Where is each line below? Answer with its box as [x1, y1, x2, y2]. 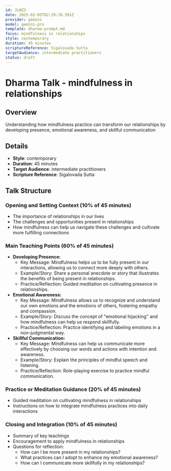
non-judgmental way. [20, 330, 65, 336]
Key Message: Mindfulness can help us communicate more [20, 340, 145, 347]
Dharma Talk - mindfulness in [5, 77, 133, 88]
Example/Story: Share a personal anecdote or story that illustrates [20, 270, 159, 276]
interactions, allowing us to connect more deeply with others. [20, 265, 149, 271]
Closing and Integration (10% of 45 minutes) [5, 421, 117, 428]
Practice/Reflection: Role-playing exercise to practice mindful [20, 368, 150, 374]
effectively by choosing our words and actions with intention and [20, 346, 157, 352]
